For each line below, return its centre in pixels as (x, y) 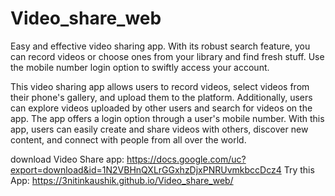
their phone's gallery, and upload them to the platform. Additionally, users (161, 97)
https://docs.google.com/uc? (186, 159)
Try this (299, 169)
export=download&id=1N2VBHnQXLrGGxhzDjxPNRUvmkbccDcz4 (146, 169)
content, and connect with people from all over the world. (128, 139)
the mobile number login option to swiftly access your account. (140, 67)
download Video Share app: (67, 159)
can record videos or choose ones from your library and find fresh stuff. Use (167, 56)
